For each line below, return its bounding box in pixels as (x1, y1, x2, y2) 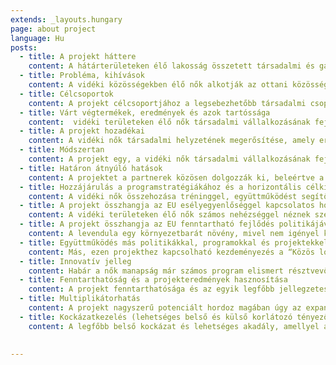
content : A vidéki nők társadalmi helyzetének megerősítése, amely (28, 136, 315, 146)
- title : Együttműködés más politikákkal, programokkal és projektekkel (19, 237, 329, 248)
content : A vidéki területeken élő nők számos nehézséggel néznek (28, 210, 311, 220)
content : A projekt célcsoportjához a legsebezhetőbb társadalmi (28, 98, 307, 108)
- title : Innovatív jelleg (19, 256, 132, 266)
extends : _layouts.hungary (10, 14, 123, 25)
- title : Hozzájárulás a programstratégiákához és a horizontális (19, 182, 302, 192)
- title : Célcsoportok (19, 89, 114, 99)
